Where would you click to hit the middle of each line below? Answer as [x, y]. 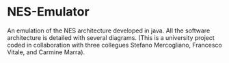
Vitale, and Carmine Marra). [46, 52]
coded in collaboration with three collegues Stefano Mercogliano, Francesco [114, 45]
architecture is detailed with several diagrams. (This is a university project [111, 37]
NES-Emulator [49, 12]
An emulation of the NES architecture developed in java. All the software [109, 30]
